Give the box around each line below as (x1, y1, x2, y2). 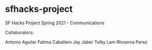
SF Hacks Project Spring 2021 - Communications (5, 20, 105, 26)
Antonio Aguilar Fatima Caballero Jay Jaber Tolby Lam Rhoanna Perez (5, 39, 148, 45)
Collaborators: (5, 29, 34, 35)
